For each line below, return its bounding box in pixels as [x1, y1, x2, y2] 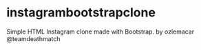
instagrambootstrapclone [6, 5, 156, 21]
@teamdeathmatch [6, 34, 61, 42]
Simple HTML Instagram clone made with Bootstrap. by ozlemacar [6, 27, 195, 36]
